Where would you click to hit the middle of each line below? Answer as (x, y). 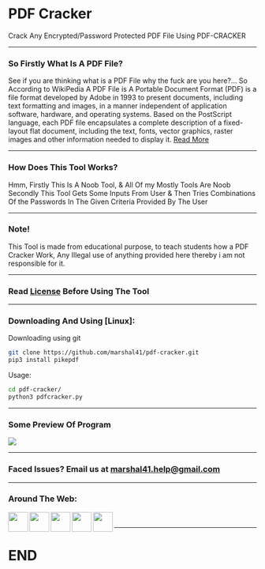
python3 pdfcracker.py (45, 397)
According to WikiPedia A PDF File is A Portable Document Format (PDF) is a (132, 89)
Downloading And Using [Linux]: (72, 321)
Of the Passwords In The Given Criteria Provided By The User (108, 202)
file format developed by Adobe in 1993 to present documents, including (126, 98)
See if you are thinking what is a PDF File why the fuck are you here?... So (128, 81)
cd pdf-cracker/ (35, 390)
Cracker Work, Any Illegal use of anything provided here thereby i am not (127, 254)
